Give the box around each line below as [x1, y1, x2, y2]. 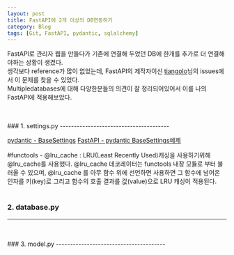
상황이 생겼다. [25, 59, 63, 67]
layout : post [7, 10, 45, 17]
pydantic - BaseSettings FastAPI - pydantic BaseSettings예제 [7, 137, 181, 145]
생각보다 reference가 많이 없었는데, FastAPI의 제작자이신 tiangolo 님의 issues [7, 67, 219, 75]
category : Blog [7, 23, 52, 30]
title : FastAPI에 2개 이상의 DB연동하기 [7, 17, 113, 24]
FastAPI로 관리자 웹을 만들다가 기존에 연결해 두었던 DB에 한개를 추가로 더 [7, 49, 207, 58]
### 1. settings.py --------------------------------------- [7, 122, 169, 130]
